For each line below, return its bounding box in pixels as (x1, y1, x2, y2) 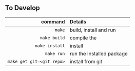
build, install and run (70, 26, 116, 33)
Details (70, 18, 87, 25)
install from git (70, 58, 102, 65)
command (41, 18, 65, 25)
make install (35, 43, 65, 48)
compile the (70, 34, 97, 41)
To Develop (5, 4, 40, 12)
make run (44, 51, 65, 56)
